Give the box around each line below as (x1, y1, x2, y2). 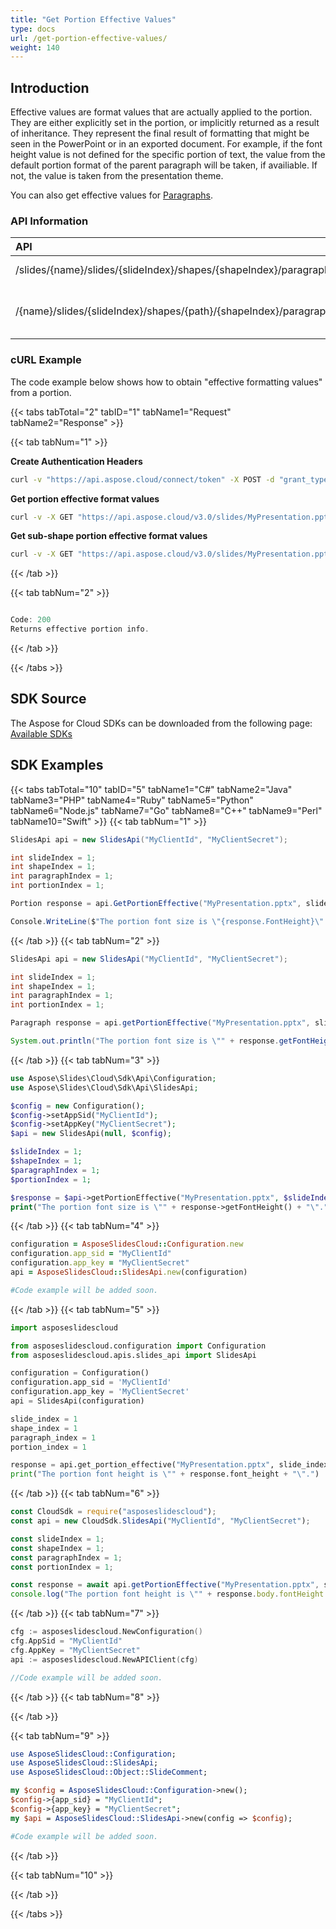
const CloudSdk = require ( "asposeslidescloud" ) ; (10, 1507, 217, 1517)
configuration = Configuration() (10, 1368, 150, 1378)
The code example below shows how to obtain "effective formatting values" (10, 376, 323, 388)
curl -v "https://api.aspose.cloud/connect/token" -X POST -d (10, 474, 275, 485)
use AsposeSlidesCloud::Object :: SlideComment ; (10, 1767, 208, 1778)
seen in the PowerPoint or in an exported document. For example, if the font (10, 138, 323, 150)
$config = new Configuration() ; (10, 1101, 145, 1111)
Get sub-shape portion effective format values (10, 530, 208, 542)
